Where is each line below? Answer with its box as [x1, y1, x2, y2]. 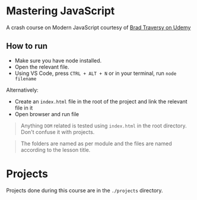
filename [14, 76, 37, 82]
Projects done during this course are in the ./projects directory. [6, 186, 163, 194]
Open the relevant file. [14, 63, 69, 70]
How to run [6, 41, 48, 51]
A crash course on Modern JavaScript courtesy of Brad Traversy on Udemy [6, 24, 191, 31]
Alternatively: [6, 86, 39, 93]
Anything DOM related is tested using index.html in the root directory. [20, 122, 187, 129]
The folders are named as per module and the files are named [20, 140, 172, 147]
